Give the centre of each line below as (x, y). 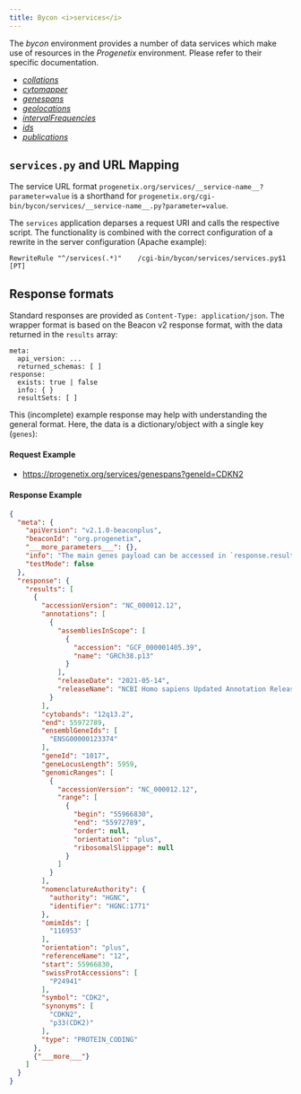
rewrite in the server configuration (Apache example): (108, 242)
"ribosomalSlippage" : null (124, 848)
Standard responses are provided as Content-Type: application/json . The (147, 316)
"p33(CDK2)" (71, 1023)
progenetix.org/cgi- (177, 197)
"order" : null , (101, 831)
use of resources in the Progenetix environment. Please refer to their (136, 53)
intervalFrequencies (59, 118)
